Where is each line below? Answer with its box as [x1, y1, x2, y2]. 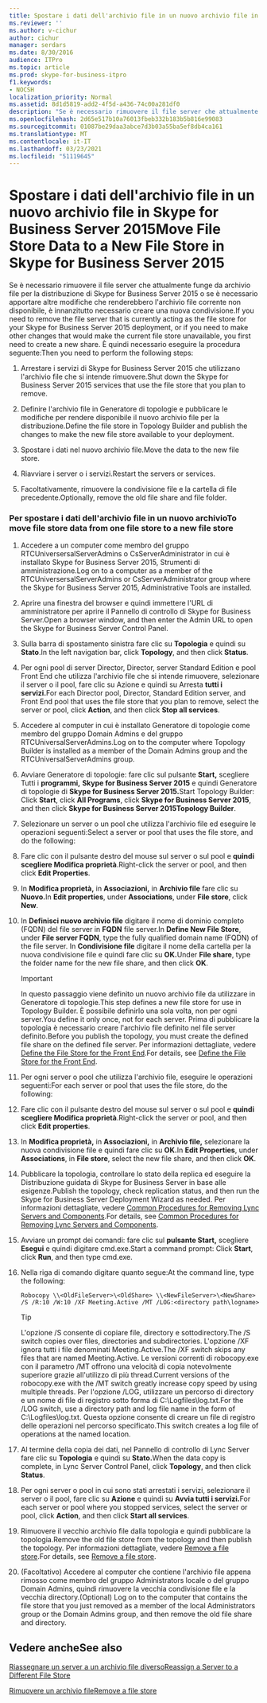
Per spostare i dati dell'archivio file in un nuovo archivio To [9, 512, 237, 524]
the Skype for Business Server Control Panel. [20, 624, 169, 633]
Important [20, 974, 53, 984]
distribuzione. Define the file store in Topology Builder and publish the [20, 421, 248, 431]
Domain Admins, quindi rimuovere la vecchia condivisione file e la [20, 1584, 236, 1594]
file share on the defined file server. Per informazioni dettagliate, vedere [20, 1040, 257, 1050]
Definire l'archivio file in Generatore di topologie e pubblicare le [20, 404, 229, 414]
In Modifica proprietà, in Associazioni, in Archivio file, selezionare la [20, 1137, 250, 1147]
